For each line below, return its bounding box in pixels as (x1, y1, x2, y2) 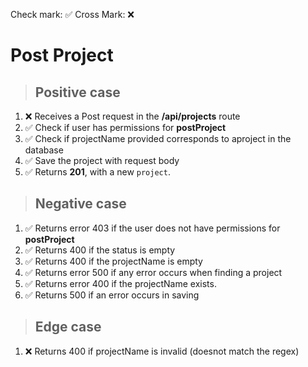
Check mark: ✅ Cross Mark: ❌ (10, 9, 135, 20)
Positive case (34, 84, 121, 101)
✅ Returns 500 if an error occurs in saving (24, 289, 200, 301)
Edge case (34, 319, 102, 336)
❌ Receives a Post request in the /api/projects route (24, 110, 241, 122)
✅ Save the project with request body (24, 155, 180, 166)
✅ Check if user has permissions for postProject (24, 122, 227, 133)
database (24, 144, 64, 156)
